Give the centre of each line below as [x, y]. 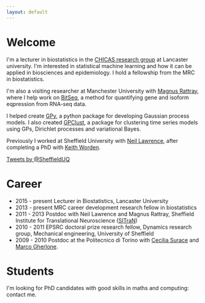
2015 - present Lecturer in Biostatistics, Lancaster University [92, 201]
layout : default [27, 12]
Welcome [31, 42]
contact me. [21, 294]
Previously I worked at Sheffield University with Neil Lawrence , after [92, 140]
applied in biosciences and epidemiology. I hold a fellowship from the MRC [101, 72]
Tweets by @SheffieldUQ [38, 159]
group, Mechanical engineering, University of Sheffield [85, 233]
